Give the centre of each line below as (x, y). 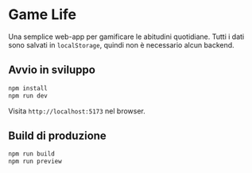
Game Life (43, 15)
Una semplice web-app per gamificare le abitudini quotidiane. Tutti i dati (126, 37)
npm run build (32, 154)
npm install (28, 88)
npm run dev (28, 96)
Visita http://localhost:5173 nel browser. (77, 111)
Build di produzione (58, 135)
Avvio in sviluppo (52, 70)
